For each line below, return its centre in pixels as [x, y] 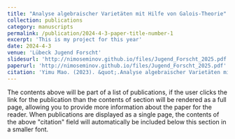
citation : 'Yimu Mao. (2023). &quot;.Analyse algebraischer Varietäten [114, 72]
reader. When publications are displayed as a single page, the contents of [113, 114]
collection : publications [45, 20]
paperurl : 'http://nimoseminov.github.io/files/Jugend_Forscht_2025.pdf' [117, 66]
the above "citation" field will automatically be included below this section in [117, 122]
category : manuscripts [40, 27]
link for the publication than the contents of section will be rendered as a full [117, 99]
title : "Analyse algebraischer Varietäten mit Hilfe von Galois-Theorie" [117, 14]
